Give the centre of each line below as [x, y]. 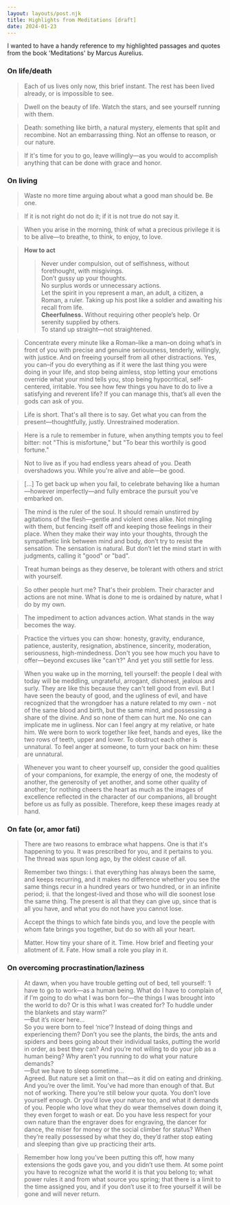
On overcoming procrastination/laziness [76, 968]
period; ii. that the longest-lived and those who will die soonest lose [119, 894]
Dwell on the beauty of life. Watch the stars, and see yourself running [122, 107]
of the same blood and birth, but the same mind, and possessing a [117, 710]
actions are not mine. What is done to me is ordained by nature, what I [123, 597]
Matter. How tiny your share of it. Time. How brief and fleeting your [119, 943]
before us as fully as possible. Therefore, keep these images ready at [122, 804]
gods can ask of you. [54, 401]
